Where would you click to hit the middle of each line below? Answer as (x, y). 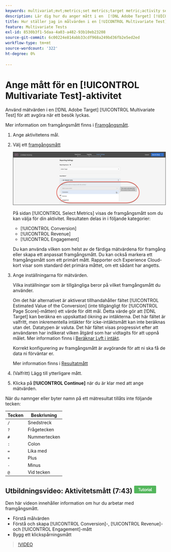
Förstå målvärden (31, 518)
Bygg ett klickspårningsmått (42, 535)
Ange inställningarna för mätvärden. (50, 275)
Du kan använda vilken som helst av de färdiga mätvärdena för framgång (89, 249)
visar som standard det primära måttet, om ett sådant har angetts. (91, 265)
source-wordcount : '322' (32, 48)
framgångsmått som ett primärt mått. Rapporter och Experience (79, 260)
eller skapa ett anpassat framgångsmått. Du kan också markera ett (82, 255)
